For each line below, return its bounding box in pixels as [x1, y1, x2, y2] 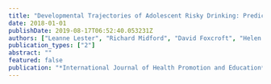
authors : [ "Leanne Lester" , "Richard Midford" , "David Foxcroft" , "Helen [8, 34, 262, 42]
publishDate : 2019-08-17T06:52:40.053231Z [8, 26, 153, 34]
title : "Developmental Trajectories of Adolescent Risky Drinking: [8, 11, 240, 20]
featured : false [8, 57, 63, 65]
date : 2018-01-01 [8, 19, 67, 27]
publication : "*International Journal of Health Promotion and [8, 64, 226, 72]
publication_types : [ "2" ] [8, 42, 95, 50]
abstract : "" [8, 49, 52, 57]
